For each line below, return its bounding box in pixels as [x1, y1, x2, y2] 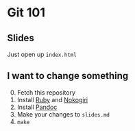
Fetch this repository [16, 88, 76, 97]
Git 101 [7, 5, 46, 21]
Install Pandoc [16, 103, 58, 111]
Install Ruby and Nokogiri [16, 95, 88, 104]
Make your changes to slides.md [16, 110, 110, 118]
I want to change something [7, 70, 129, 82]
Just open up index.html [7, 50, 77, 58]
